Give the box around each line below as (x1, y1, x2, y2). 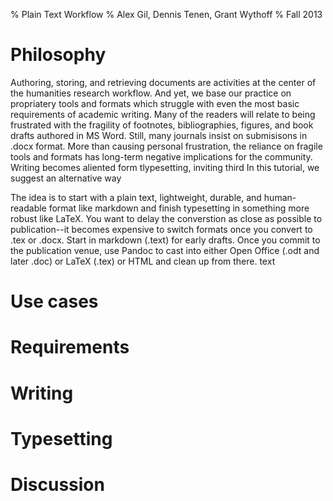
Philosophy (10, 44, 107, 66)
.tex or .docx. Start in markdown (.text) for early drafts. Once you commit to (10, 234, 321, 246)
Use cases (10, 290, 99, 313)
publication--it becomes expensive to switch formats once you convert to (10, 223, 313, 235)
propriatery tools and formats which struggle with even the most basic (10, 97, 300, 109)
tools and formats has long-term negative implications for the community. (10, 150, 313, 163)
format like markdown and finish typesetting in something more (48, 202, 310, 214)
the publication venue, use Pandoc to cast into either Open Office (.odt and (10, 244, 320, 256)
